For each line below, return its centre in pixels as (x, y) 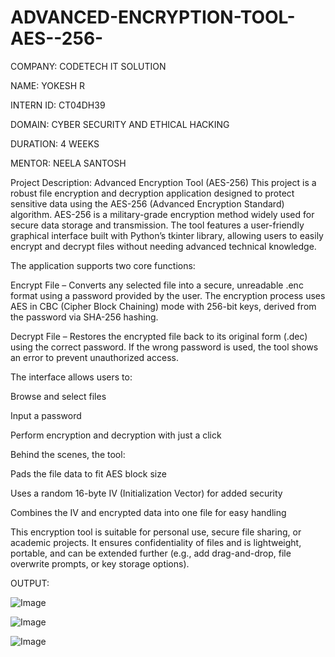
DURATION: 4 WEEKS (55, 143)
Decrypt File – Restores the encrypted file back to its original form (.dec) (159, 336)
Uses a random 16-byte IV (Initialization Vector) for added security (146, 493)
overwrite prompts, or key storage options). (100, 563)
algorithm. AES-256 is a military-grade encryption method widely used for (162, 214)
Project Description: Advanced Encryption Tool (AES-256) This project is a (163, 182)
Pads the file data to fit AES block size (88, 473)
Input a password (46, 415)
